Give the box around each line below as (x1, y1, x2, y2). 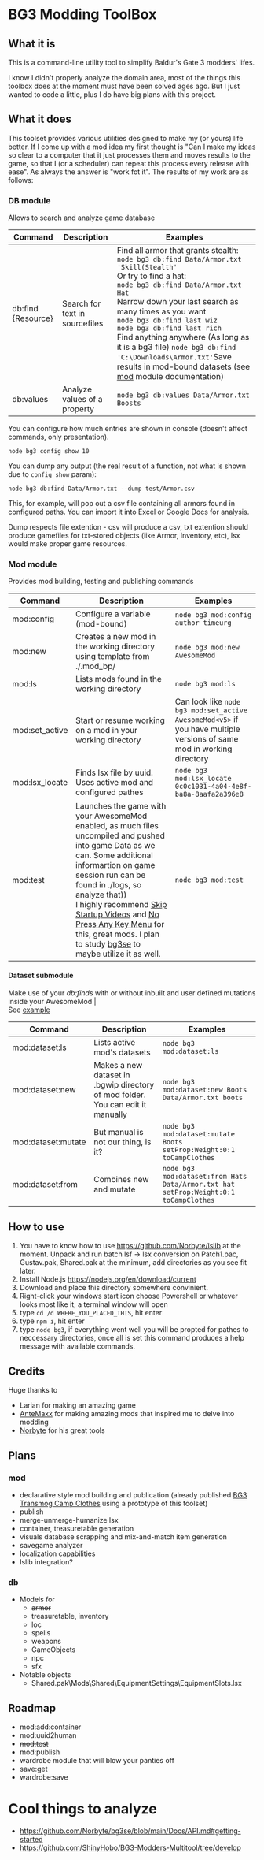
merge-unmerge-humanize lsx (19, 1515, 119, 1524)
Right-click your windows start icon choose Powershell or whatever (19, 1291, 238, 1301)
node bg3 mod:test (174, 876, 244, 884)
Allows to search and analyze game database (8, 213, 156, 222)
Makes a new (93, 1059, 143, 1070)
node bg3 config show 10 (8, 448, 90, 456)
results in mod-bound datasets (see (116, 361, 251, 372)
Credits (8, 1364, 46, 1378)
